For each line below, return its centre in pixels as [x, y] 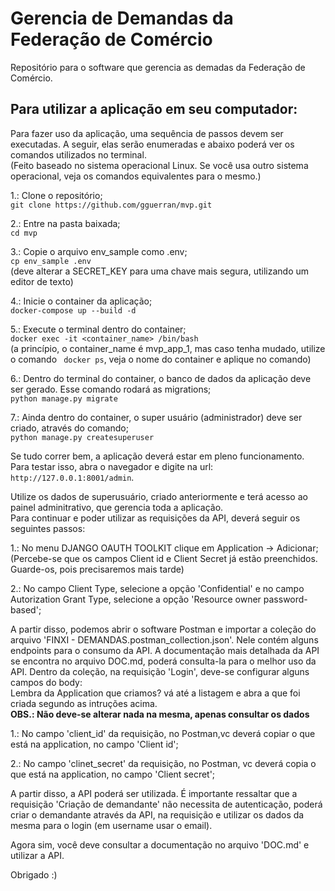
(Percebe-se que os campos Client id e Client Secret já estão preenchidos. [164, 558]
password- [285, 599]
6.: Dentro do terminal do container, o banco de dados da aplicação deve [161, 378]
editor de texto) [42, 281]
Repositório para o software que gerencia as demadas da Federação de [158, 67]
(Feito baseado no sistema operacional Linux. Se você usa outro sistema [159, 165]
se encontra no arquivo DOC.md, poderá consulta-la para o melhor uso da [163, 661]
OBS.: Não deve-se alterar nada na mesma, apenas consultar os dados [160, 714]
